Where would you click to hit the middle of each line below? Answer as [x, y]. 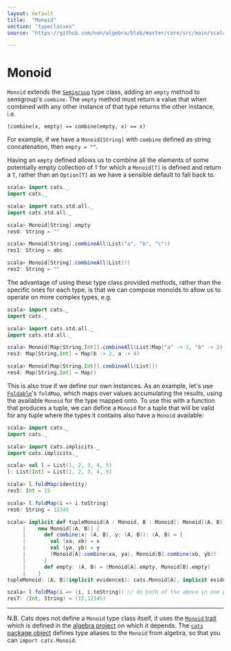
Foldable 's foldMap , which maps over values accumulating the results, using [115, 393]
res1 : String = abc [35, 250]
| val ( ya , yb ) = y [61, 548]
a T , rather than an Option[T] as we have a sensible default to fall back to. [111, 175]
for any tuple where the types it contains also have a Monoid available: [106, 415]
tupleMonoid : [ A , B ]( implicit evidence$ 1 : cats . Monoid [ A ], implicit [107, 580]
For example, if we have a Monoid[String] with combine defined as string [109, 139]
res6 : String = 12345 [38, 510]
